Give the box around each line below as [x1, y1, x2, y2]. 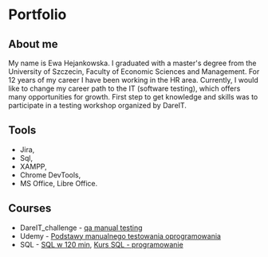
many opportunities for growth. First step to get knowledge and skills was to [8, 92, 258, 101]
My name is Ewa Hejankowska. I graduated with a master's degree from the [8, 58, 257, 68]
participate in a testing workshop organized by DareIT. [8, 101, 187, 110]
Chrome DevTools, [19, 169, 81, 180]
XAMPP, [19, 162, 48, 171]
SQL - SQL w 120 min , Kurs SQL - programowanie [19, 239, 183, 249]
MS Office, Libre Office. [19, 178, 98, 188]
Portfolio [8, 6, 67, 24]
